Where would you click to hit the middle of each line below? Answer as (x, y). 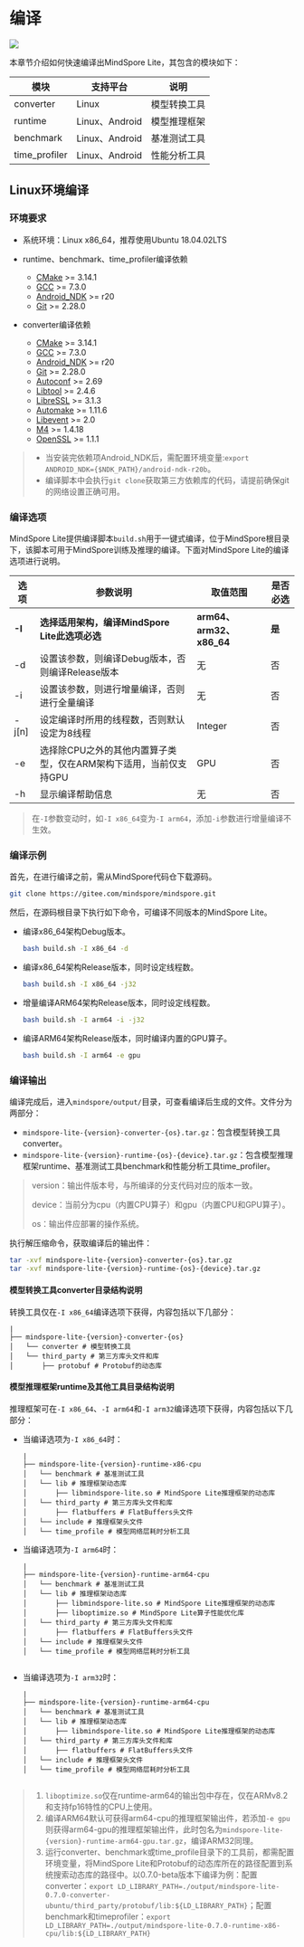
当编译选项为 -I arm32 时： (71, 1677)
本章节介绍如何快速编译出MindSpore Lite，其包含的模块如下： (125, 62)
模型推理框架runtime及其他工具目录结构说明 (92, 1387)
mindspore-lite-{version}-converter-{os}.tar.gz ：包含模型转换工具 (152, 1132)
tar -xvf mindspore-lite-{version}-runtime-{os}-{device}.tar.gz (135, 1268)
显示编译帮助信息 (76, 794)
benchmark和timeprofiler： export (108, 1917)
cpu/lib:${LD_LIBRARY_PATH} (98, 1934)
